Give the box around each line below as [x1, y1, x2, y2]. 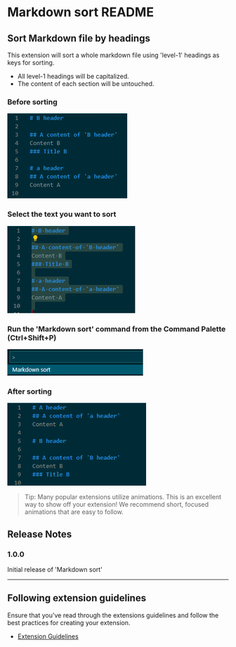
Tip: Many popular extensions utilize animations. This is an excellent [24, 493, 222, 501]
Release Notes [7, 528, 72, 540]
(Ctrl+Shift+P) [7, 332, 57, 342]
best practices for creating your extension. [7, 618, 131, 627]
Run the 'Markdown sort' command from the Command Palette [7, 324, 226, 334]
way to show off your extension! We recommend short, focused [24, 501, 209, 509]
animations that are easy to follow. [24, 508, 124, 516]
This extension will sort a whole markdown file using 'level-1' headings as [7, 51, 220, 59]
